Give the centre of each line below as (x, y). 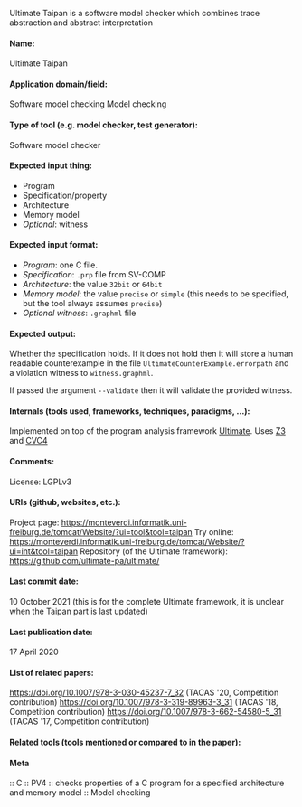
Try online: (214, 531)
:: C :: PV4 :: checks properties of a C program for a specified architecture (147, 783)
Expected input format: (54, 245)
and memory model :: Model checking (80, 793)
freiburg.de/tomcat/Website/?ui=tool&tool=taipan (101, 531)
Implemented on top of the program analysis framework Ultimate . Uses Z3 (148, 431)
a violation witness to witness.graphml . (81, 373)
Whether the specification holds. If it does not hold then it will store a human (151, 354)
